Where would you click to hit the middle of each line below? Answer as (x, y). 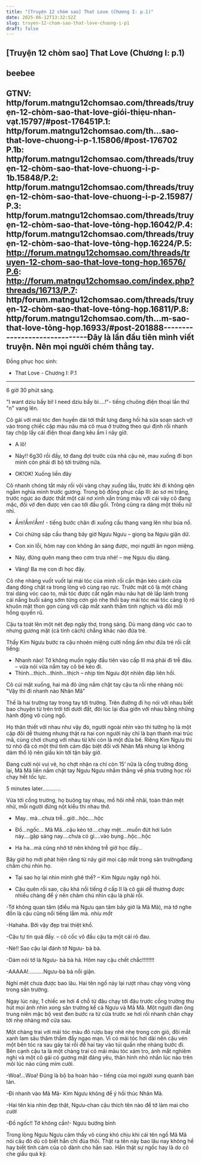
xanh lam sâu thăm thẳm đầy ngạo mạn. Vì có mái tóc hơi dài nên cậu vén (97, 1038)
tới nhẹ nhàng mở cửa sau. (39, 1020)
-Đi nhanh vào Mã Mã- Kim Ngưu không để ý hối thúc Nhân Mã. (85, 1093)
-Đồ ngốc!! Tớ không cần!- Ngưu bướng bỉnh (61, 1123)
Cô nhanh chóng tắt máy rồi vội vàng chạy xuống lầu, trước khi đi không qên (100, 485)
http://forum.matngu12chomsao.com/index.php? (100, 281)
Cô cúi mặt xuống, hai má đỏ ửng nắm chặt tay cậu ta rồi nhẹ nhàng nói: (95, 684)
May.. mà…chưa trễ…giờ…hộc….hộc (59, 818)
